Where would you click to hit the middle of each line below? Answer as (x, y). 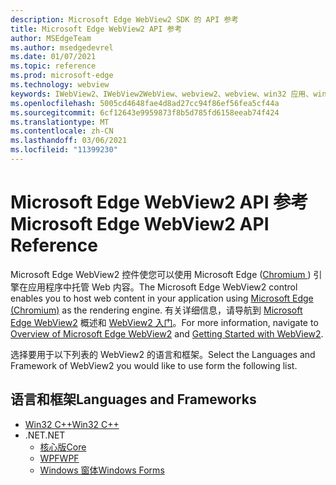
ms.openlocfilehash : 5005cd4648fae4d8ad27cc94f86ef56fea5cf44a (145, 103)
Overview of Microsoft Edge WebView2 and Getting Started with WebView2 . (167, 333)
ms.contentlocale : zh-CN (62, 131)
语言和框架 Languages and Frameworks (133, 399)
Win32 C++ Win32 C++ (72, 424)
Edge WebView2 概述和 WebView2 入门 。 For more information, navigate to (164, 322)
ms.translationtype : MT (60, 122)
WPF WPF (59, 458)
